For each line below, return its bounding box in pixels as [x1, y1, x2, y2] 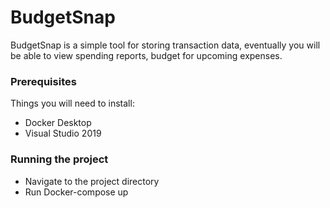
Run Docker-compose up [24, 186, 129, 198]
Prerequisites [10, 74, 77, 88]
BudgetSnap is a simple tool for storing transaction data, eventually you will [10, 39, 321, 51]
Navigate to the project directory [24, 175, 160, 187]
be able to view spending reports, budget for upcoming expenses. [10, 49, 283, 61]
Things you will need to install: [10, 97, 135, 110]
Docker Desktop [24, 117, 92, 129]
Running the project [10, 152, 109, 166]
